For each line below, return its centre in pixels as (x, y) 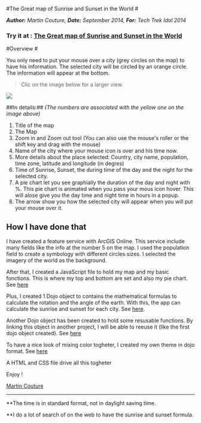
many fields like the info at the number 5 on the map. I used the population (98, 248)
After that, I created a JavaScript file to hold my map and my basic (88, 272)
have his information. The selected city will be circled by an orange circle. (97, 67)
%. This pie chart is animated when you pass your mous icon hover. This (104, 189)
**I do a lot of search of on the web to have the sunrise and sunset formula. (100, 415)
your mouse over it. (39, 208)
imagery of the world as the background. (57, 260)
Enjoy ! (15, 375)
